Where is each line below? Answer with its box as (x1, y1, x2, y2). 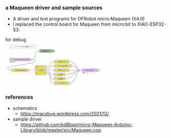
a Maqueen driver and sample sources (5, 4, 103, 11)
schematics (12, 105, 37, 111)
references (5, 93, 33, 101)
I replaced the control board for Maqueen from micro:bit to (12, 21, 137, 27)
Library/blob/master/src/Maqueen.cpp (20, 127, 101, 133)
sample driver (12, 116, 42, 122)
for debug (5, 36, 27, 43)
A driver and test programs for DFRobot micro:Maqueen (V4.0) (12, 16, 145, 22)
